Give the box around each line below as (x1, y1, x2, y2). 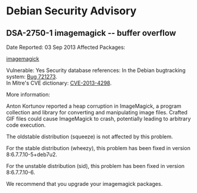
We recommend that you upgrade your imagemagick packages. (6, 180, 163, 187)
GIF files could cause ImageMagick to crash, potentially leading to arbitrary (6, 115, 191, 122)
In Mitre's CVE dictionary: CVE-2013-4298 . (6, 79, 112, 86)
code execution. (6, 122, 46, 129)
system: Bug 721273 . (6, 73, 58, 80)
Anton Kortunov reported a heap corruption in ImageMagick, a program (6, 102, 182, 110)
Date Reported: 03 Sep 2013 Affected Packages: (6, 43, 125, 51)
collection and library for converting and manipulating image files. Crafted (6, 109, 188, 116)
